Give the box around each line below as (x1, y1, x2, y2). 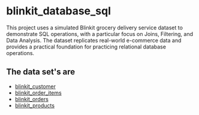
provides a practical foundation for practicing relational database (6, 43, 167, 50)
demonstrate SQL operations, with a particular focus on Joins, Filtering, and (6, 30, 194, 37)
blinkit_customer (14, 83, 56, 90)
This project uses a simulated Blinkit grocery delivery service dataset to (6, 24, 183, 31)
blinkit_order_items (14, 89, 62, 96)
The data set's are (6, 67, 76, 77)
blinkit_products (14, 102, 55, 109)
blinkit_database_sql (6, 4, 111, 18)
